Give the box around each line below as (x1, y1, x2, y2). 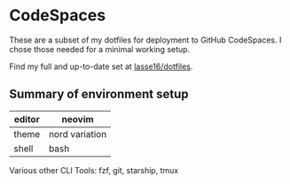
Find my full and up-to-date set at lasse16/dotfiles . (9, 61, 193, 72)
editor (13, 112, 40, 125)
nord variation (48, 127, 107, 140)
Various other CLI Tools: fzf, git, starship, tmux (9, 165, 179, 175)
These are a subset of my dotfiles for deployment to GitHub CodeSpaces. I (9, 34, 282, 45)
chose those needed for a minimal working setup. (9, 43, 191, 54)
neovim (61, 112, 95, 125)
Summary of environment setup (9, 87, 189, 102)
